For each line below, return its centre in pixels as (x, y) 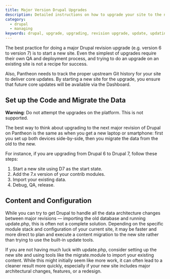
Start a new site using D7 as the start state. (57, 169)
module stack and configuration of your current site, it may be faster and (81, 229)
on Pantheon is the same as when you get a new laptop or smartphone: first (84, 133)
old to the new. (21, 144)
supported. (17, 118)
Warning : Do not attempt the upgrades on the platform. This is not (74, 112)
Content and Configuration (49, 201)
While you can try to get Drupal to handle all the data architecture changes (83, 213)
